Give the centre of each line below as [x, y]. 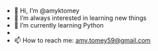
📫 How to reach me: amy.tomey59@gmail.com [82, 40]
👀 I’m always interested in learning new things [80, 18]
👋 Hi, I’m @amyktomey [46, 11]
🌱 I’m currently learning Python [59, 25]
